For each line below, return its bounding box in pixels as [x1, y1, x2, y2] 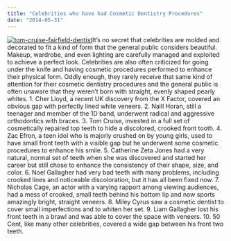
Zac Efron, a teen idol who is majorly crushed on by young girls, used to [7, 131, 213, 139]
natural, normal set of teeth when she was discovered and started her [7, 153, 207, 161]
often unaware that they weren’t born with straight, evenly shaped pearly [7, 87, 216, 96]
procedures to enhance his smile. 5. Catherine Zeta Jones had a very [7, 146, 205, 154]
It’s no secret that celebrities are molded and [92, 35, 220, 44]
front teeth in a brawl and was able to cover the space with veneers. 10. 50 [7, 212, 221, 220]
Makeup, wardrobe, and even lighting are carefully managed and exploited [7, 50, 220, 59]
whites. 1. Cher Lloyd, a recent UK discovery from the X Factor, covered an [7, 94, 221, 102]
